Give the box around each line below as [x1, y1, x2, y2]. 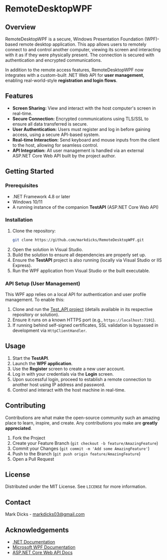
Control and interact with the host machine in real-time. [12, 387, 126, 393]
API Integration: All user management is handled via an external [12, 147, 144, 153]
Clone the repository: [12, 228, 56, 234]
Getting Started [5, 167, 54, 176]
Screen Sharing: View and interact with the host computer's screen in [12, 105, 156, 111]
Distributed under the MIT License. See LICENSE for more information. [5, 484, 147, 490]
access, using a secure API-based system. [12, 132, 100, 138]
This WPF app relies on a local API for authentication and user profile [5, 291, 147, 297]
